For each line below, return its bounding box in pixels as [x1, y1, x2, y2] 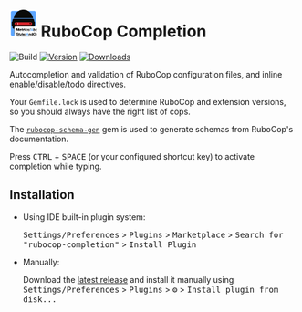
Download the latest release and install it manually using [22, 274, 234, 285]
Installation [9, 187, 75, 203]
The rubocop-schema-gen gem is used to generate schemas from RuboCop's [9, 123, 294, 134]
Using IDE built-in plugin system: [22, 211, 146, 223]
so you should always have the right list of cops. [9, 106, 192, 117]
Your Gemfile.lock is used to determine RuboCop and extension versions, [9, 96, 286, 107]
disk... [22, 294, 57, 305]
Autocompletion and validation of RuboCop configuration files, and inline [9, 68, 283, 79]
